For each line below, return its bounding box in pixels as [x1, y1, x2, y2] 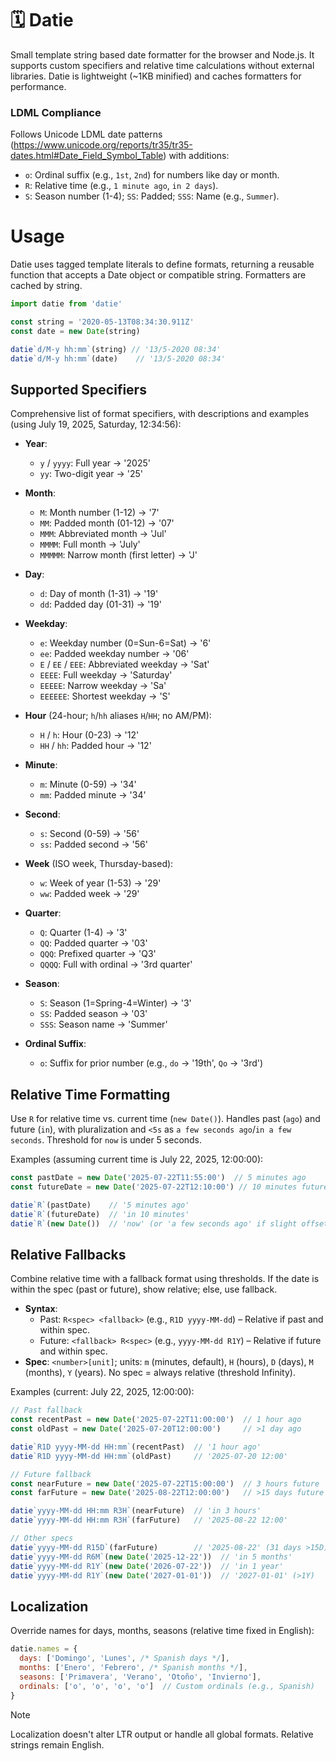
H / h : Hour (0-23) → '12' [39, 729, 140, 741]
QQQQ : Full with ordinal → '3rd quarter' [39, 958, 193, 971]
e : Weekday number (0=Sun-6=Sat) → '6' [39, 637, 212, 649]
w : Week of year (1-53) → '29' [39, 877, 162, 889]
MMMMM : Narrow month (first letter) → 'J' [39, 549, 198, 561]
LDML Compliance [10, 105, 102, 119]
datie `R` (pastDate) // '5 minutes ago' [10, 1200, 190, 1210]
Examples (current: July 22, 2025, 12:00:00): [10, 1386, 195, 1398]
